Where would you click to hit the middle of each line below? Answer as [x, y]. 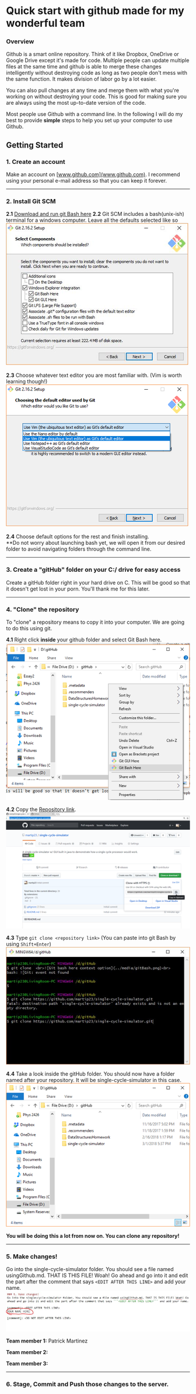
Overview [20, 42]
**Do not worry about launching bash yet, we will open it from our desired [96, 543]
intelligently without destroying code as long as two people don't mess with [97, 73]
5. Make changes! [32, 1256]
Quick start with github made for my [95, 11]
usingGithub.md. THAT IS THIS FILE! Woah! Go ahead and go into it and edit [97, 1275]
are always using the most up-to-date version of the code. [76, 103]
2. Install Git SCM [31, 201]
